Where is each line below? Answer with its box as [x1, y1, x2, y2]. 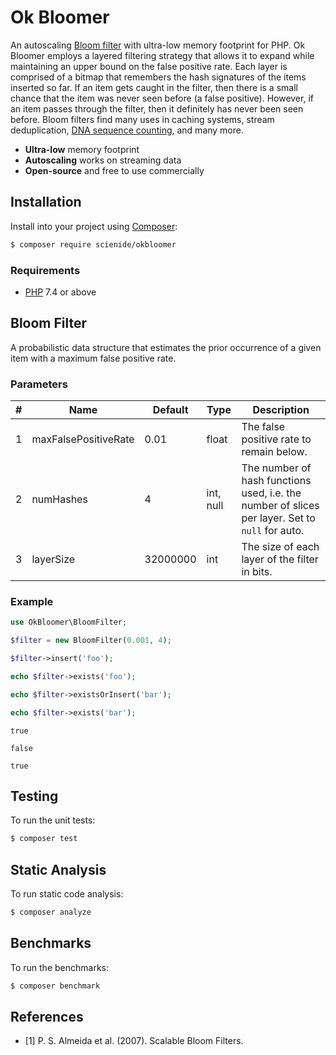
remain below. [241, 445, 308, 459]
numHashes [31, 492, 88, 506]
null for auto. [241, 524, 305, 538]
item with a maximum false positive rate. [10, 352, 177, 364]
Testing [10, 787, 59, 805]
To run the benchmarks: [10, 961, 109, 973]
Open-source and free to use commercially [24, 164, 205, 176]
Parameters [10, 377, 68, 391]
